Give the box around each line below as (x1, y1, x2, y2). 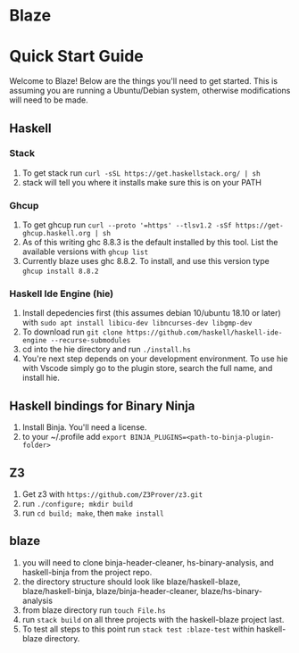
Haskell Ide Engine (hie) (9, 287, 114, 300)
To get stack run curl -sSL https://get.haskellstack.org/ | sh (21, 167, 261, 178)
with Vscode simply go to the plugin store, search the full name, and (21, 363, 273, 374)
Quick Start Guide (9, 46, 145, 67)
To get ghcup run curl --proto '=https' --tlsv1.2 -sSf (21, 219, 232, 230)
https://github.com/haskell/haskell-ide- (126, 328, 283, 337)
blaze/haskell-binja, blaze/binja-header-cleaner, (21, 585, 199, 596)
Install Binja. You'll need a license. (21, 422, 147, 433)
